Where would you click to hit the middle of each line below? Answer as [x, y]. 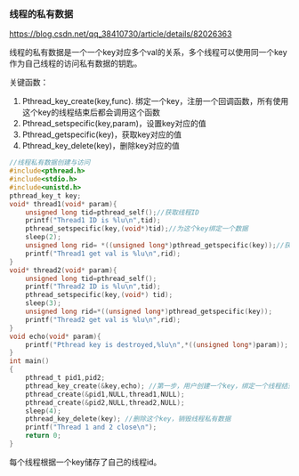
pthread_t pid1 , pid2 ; [65, 378]
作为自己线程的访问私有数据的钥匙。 [76, 63]
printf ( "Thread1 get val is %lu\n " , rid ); [103, 254]
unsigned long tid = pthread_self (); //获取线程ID [113, 212]
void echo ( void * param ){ [55, 336]
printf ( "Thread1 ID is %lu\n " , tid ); [93, 221]
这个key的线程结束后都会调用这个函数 [91, 112]
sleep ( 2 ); [44, 238]
